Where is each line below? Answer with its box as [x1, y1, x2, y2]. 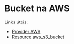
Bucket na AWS [4, 3, 70, 14]
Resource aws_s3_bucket [11, 34, 64, 40]
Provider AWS [11, 28, 41, 34]
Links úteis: [4, 19, 28, 25]
